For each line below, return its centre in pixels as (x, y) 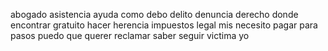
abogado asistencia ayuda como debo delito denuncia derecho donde (154, 14)
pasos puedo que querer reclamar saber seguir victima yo (130, 35)
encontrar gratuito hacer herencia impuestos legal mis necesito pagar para (164, 25)
